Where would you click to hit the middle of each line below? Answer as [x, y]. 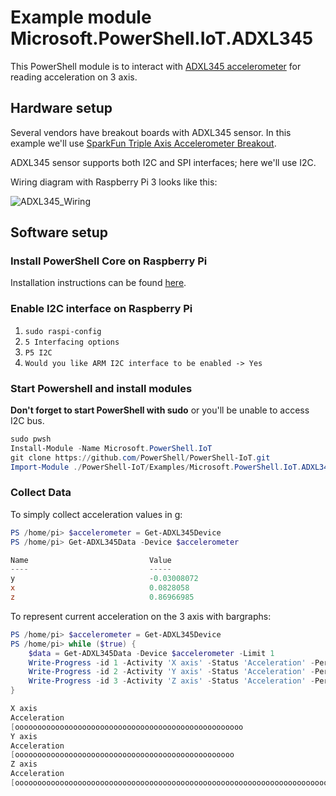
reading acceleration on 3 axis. [74, 77]
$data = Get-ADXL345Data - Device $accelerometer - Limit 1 [151, 653]
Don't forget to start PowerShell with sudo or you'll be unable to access [160, 410]
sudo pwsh [31, 439]
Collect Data [41, 493]
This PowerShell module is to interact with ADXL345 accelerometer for [156, 66]
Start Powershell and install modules [101, 388]
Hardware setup [61, 108]
